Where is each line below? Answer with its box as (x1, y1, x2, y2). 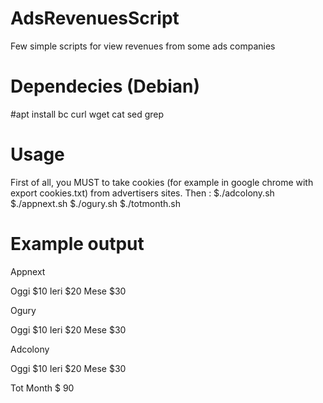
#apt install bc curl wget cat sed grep (10, 108, 165, 120)
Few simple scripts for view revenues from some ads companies (10, 40, 276, 52)
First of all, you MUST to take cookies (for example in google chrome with (10, 176, 314, 188)
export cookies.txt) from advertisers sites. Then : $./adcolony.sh (10, 187, 275, 199)
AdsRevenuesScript (10, 7, 180, 30)
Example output (10, 233, 145, 255)
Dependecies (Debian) (10, 75, 200, 98)
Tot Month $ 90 (10, 382, 75, 394)
